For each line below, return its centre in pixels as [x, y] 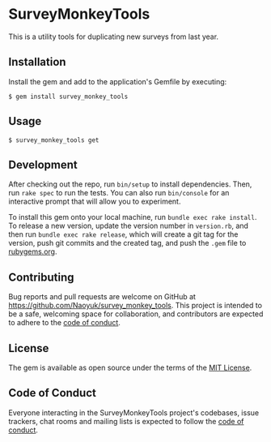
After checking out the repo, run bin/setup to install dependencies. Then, [130, 184]
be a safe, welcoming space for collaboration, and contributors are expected [136, 314]
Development [43, 164]
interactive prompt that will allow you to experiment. [95, 202]
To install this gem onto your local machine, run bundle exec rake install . [133, 217]
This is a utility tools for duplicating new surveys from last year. [114, 36]
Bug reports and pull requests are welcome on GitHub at [102, 297]
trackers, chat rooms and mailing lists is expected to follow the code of [126, 421]
